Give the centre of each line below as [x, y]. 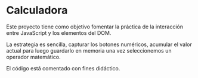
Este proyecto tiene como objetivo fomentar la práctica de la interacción [95, 27]
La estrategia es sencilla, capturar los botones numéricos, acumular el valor [99, 44]
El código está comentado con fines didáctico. [63, 68]
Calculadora [37, 10]
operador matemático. [33, 57]
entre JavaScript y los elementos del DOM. [59, 32]
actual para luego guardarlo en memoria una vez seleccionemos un [89, 50]
